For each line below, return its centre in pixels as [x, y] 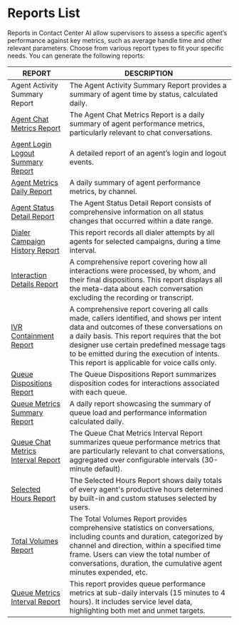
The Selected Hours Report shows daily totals [146, 480]
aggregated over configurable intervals [135, 459]
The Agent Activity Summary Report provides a [148, 85]
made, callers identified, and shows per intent [145, 317]
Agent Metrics [34, 182]
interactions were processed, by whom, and [143, 270]
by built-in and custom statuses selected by [143, 498]
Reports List [44, 13]
